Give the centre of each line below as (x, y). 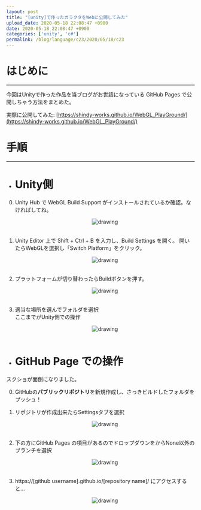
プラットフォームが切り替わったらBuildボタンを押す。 (81, 279)
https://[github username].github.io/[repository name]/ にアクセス (96, 481)
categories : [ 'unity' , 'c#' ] (42, 34)
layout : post (22, 12)
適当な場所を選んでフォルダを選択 (57, 309)
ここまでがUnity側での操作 (48, 317)
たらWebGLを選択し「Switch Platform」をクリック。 (80, 248)
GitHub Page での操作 (69, 361)
